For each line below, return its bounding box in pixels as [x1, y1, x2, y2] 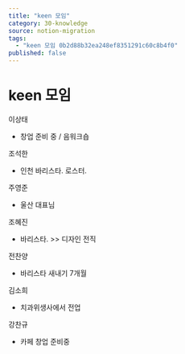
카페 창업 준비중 [19, 336, 70, 346]
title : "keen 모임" [8, 11, 71, 20]
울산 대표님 [19, 200, 55, 209]
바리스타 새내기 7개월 [19, 268, 87, 278]
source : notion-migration [8, 27, 95, 35]
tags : [8, 34, 27, 43]
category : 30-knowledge [8, 19, 88, 27]
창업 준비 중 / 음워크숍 [19, 131, 90, 141]
